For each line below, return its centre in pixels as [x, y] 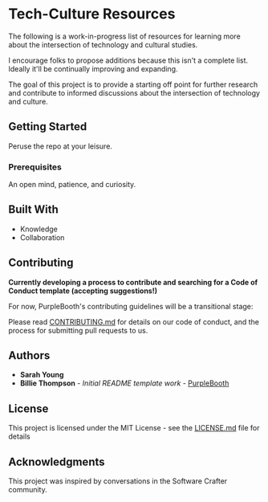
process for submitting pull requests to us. [78, 330]
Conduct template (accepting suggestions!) [83, 291]
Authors [29, 355]
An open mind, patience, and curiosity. [72, 185]
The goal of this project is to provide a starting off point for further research [133, 84]
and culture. [28, 101]
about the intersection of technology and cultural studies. [103, 44]
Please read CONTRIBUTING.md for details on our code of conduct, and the [134, 321]
